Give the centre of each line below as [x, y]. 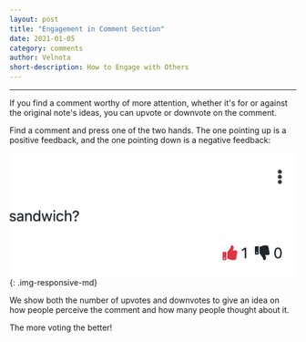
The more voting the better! [61, 327]
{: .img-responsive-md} [54, 282]
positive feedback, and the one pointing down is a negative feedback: [140, 140]
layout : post [34, 19]
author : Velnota [40, 58]
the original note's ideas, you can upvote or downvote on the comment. [143, 113]
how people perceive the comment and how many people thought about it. [149, 309]
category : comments [46, 48]
